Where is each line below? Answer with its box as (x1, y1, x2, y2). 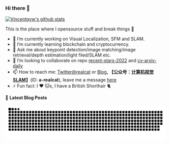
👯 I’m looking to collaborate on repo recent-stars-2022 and (12, 57, 136, 64)
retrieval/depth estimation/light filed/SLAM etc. (12, 52, 111, 58)
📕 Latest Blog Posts (5, 95, 47, 101)
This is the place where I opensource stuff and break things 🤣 (5, 26, 134, 32)
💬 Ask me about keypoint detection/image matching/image (12, 47, 136, 53)
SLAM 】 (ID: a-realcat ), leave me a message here (12, 77, 117, 83)
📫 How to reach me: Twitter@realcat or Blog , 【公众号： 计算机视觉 (12, 69, 154, 75)
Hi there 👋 (5, 5, 31, 12)
